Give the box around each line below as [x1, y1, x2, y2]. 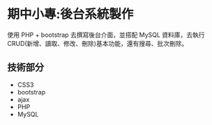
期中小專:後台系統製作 [7, 6, 134, 22]
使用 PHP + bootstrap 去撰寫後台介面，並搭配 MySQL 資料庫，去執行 [7, 31, 205, 39]
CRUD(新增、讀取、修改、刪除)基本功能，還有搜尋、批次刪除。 [7, 39, 188, 47]
